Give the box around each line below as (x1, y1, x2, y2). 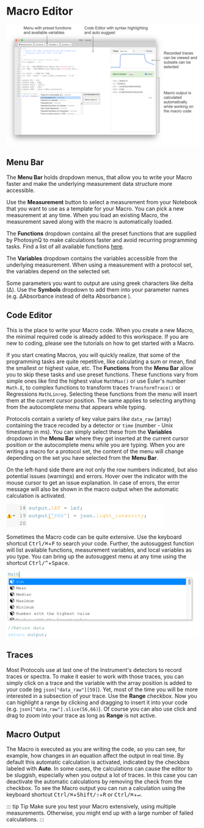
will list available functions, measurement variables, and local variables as (6, 546, 192, 553)
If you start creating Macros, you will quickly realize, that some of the (6, 351, 180, 358)
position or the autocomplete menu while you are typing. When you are (6, 441, 185, 448)
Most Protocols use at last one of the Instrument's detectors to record (6, 666, 182, 673)
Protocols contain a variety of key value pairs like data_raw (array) (6, 415, 172, 423)
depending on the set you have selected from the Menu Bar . (6, 454, 159, 461)
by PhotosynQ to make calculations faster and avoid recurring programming (6, 236, 197, 243)
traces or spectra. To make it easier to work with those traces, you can (6, 673, 184, 680)
